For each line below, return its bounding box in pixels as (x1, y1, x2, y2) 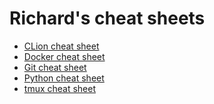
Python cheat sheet (23, 72, 105, 84)
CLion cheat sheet (23, 40, 100, 52)
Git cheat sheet (23, 61, 87, 73)
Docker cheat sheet (23, 50, 106, 62)
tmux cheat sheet (23, 82, 97, 94)
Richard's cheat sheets (9, 7, 206, 30)
